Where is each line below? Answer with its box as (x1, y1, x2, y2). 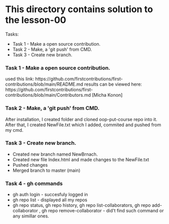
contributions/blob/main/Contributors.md (5, 92, 91, 98)
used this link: (5, 76, 34, 82)
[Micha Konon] (92, 92, 123, 98)
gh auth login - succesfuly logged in (12, 192, 89, 198)
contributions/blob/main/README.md (5, 81, 83, 87)
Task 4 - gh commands (5, 180, 63, 187)
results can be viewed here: (84, 81, 142, 87)
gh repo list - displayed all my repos (12, 197, 88, 203)
